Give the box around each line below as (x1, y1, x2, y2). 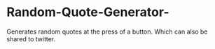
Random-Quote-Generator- (6, 4, 169, 20)
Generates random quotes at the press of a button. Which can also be (6, 27, 208, 36)
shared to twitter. (6, 34, 56, 43)
